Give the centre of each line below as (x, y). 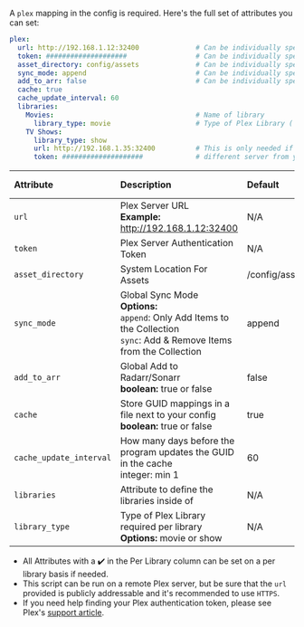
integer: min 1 (149, 475)
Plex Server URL (155, 205)
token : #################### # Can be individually (149, 56)
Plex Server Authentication (176, 243)
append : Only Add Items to (174, 318)
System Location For (164, 269)
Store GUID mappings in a (175, 404)
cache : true (40, 90)
